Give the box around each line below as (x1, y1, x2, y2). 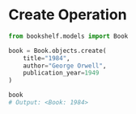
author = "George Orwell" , (23, 62, 107, 70)
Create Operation (8, 6, 127, 24)
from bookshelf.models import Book (8, 32, 129, 40)
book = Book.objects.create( (8, 47, 107, 55)
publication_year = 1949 (23, 69, 100, 77)
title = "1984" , (23, 54, 70, 62)
